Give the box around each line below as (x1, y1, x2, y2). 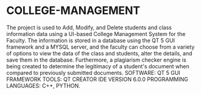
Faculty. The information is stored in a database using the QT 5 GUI (6, 37, 175, 44)
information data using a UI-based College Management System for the (6, 30, 186, 37)
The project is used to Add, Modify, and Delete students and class (6, 24, 172, 31)
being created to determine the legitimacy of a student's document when (6, 62, 190, 70)
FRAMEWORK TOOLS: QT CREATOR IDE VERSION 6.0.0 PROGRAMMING (6, 76, 189, 83)
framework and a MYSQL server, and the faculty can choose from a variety (6, 43, 195, 51)
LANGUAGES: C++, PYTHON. (6, 82, 80, 89)
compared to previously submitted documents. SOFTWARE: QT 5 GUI (6, 69, 181, 76)
